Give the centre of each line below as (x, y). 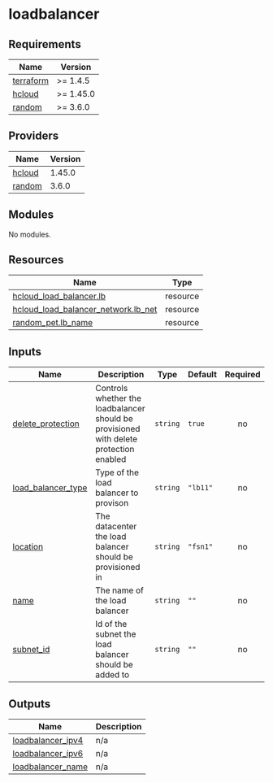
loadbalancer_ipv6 (48, 754)
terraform (31, 80)
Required (243, 375)
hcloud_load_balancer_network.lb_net (85, 310)
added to (112, 675)
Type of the (117, 472)
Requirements (45, 44)
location (28, 547)
